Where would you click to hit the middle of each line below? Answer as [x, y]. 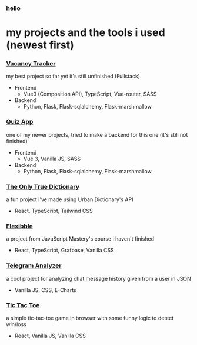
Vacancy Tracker [31, 64]
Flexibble [20, 226]
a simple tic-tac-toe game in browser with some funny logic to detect [90, 318]
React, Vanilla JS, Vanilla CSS [50, 336]
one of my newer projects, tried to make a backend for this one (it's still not [97, 134]
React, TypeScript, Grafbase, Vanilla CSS [64, 250]
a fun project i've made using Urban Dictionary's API [70, 199]
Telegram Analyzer [34, 265]
